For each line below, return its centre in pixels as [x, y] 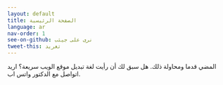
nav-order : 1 [26, 33]
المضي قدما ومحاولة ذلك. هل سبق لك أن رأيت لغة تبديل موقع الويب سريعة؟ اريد [112, 66]
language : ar [26, 27]
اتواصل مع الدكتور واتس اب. [44, 74]
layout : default [31, 14]
